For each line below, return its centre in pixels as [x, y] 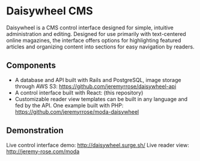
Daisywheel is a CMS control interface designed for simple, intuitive [90, 28]
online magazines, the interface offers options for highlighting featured [94, 40]
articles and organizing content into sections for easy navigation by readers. [100, 47]
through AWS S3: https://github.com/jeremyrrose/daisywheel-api [95, 86]
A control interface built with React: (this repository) [79, 92]
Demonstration [35, 131]
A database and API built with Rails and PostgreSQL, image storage [98, 80]
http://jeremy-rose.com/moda [43, 151]
